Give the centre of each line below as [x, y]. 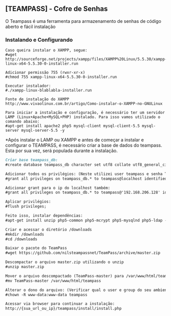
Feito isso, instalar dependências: [44, 216]
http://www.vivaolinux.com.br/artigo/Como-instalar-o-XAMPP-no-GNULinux [84, 104]
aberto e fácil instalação [31, 26]
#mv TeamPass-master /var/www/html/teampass [53, 281]
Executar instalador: [28, 86]
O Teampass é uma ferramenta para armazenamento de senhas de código [83, 21]
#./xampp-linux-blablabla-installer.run [49, 91]
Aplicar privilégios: [28, 202]
